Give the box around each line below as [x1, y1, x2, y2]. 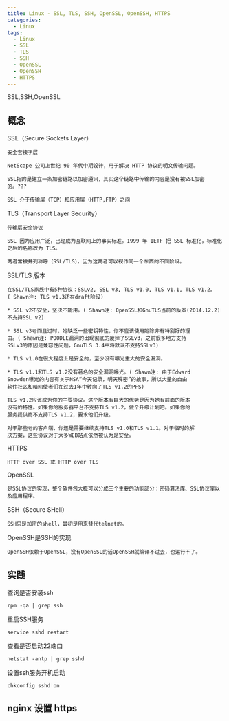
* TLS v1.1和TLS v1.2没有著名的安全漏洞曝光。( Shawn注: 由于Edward [7, 369, 191, 376]
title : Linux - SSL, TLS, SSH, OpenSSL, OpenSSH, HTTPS [7, 10, 171, 17]
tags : [7, 29, 23, 36]
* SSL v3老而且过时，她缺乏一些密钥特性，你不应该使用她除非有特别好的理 [7, 327, 190, 334]
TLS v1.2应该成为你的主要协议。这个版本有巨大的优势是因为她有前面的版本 [7, 397, 190, 404]
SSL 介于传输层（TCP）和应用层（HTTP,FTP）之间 [7, 197, 131, 204]
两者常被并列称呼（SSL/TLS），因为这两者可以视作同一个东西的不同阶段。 [7, 259, 185, 266]
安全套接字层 [7, 149, 39, 156]
